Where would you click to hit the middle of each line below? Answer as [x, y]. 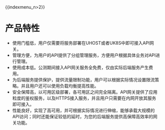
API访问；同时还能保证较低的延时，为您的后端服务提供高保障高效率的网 [85, 116]
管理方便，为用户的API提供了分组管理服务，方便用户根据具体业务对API [84, 55]
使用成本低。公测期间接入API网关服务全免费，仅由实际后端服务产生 [81, 67]
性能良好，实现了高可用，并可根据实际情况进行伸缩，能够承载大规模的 [83, 110]
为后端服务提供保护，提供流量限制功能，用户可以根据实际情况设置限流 [83, 79]
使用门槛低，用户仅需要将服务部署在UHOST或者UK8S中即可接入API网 [83, 43]
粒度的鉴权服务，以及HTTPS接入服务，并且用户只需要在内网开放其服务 [84, 98]
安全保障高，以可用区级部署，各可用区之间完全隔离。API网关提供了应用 [85, 92]
